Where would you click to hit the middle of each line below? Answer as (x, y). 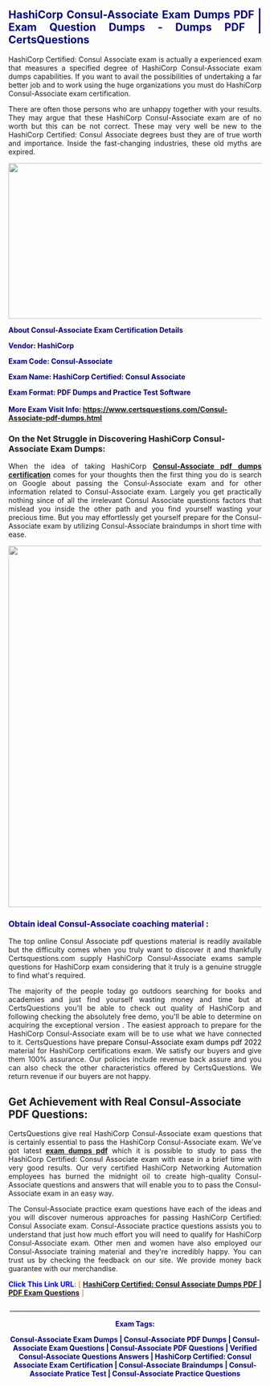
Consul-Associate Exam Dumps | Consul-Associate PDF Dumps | (121, 1339)
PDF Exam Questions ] (46, 1293)
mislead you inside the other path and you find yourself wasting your (135, 509)
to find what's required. (47, 975)
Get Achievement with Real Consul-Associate (125, 1102)
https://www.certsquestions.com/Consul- (155, 409)
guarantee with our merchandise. (63, 1269)
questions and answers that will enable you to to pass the (138, 1185)
